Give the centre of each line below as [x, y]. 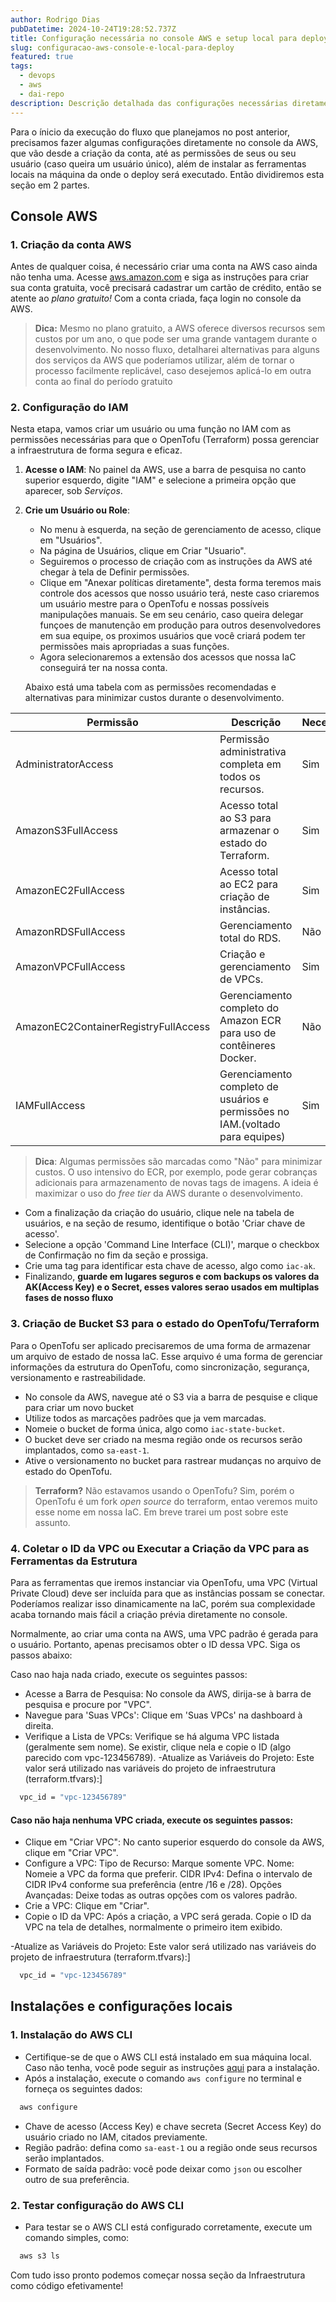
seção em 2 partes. [50, 185]
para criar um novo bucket [79, 1407]
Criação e [242, 954]
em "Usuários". [71, 540]
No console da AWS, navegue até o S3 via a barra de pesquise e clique [171, 1397]
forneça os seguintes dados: [83, 2088]
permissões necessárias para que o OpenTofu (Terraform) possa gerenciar [165, 440]
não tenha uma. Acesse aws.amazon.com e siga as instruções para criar [160, 277]
